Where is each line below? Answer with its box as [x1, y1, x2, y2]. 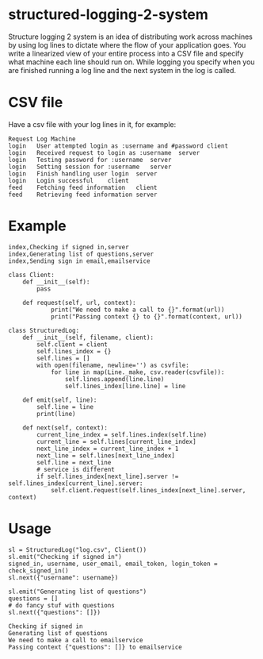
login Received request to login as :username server [8, 148, 200, 156]
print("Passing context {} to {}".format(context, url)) [50, 312, 243, 321]
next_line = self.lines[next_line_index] [36, 451, 176, 460]
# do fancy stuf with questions [8, 601, 115, 609]
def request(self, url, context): [22, 299, 136, 306]
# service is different [36, 465, 115, 473]
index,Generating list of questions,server [8, 250, 154, 258]
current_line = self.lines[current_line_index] [36, 437, 196, 445]
